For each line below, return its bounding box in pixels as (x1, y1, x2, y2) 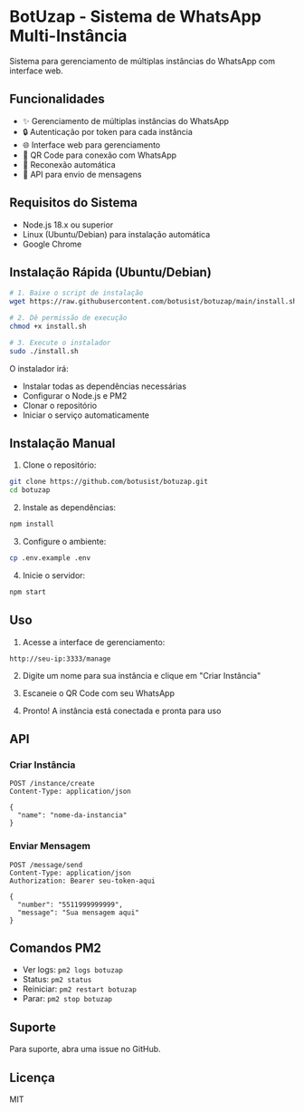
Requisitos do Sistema (9, 195, 138, 210)
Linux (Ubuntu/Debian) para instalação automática (22, 228, 211, 239)
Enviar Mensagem (9, 840, 90, 853)
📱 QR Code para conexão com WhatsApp (22, 150, 177, 160)
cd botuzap (9, 486, 51, 495)
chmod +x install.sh (9, 322, 88, 331)
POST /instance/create (9, 779, 95, 788)
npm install (9, 519, 54, 529)
